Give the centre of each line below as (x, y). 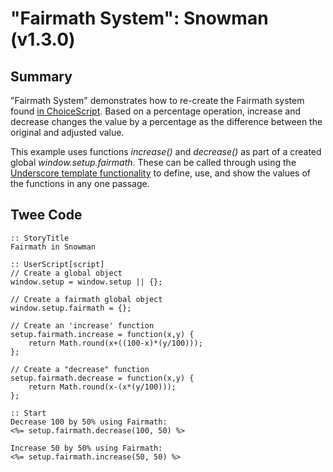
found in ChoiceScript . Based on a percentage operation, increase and (155, 111)
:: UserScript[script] (57, 264)
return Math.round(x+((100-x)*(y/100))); (115, 343)
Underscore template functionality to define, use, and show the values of (161, 173)
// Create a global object (66, 273)
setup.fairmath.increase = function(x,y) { (102, 334)
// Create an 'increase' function (82, 325)
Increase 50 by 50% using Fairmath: (86, 448)
